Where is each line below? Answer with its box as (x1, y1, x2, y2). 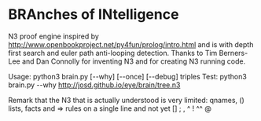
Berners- (219, 48, 248, 57)
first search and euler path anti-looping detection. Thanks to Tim (8, 48, 218, 57)
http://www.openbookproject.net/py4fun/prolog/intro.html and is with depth (8, 39, 254, 49)
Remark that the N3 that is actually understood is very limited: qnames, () (8, 95, 245, 104)
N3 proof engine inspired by (8, 31, 100, 41)
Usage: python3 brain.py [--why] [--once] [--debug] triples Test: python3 (8, 71, 248, 81)
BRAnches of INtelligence (8, 5, 179, 24)
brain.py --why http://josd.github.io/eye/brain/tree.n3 (8, 80, 181, 90)
